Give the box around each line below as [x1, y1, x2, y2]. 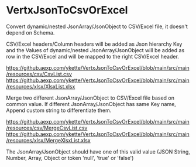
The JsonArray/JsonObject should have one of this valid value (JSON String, [6, 148, 190, 155]
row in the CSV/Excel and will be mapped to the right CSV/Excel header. [6, 53, 180, 60]
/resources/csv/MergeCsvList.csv [6, 124, 88, 131]
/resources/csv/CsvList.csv [6, 70, 72, 77]
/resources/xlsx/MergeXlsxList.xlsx [6, 137, 91, 144]
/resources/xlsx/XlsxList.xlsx [6, 83, 75, 90]
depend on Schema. [6, 29, 55, 36]
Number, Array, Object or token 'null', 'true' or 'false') [6, 154, 134, 161]
